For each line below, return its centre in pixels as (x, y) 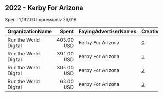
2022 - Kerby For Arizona (44, 8)
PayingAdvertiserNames (107, 31)
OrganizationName (30, 31)
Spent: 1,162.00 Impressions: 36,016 (41, 19)
